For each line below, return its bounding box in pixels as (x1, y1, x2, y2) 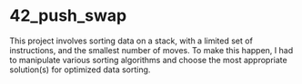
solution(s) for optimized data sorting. (9, 64, 151, 75)
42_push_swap (9, 5, 127, 26)
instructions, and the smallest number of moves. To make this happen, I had (9, 44, 294, 55)
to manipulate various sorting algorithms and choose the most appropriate (9, 54, 288, 65)
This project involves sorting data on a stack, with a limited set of (9, 35, 253, 46)
